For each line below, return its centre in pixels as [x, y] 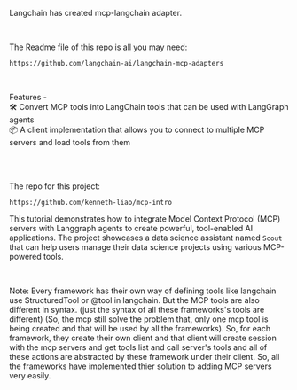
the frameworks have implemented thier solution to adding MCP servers [141, 366]
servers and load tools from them [70, 142]
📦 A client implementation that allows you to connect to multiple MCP [137, 129]
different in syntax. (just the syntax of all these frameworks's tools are [137, 310]
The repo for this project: [55, 186]
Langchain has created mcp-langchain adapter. [96, 13]
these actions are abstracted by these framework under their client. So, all [145, 357]
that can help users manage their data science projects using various [135, 247]
